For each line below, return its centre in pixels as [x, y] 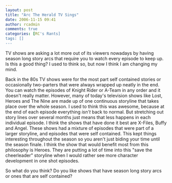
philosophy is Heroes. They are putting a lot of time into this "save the [79, 150]
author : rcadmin [23, 24]
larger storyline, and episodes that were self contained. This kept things [81, 133]
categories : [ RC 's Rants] [33, 34]
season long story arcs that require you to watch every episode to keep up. [84, 58]
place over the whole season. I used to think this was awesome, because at [85, 106]
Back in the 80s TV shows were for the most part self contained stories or [83, 79]
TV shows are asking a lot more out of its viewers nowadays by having [80, 53]
